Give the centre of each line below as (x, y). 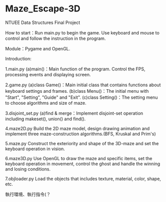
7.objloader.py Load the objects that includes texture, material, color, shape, (83, 179)
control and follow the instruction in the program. (55, 38)
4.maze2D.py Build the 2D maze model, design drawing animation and (77, 128)
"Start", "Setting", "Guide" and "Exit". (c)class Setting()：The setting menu (81, 97)
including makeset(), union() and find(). (45, 119)
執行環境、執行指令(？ (28, 194)
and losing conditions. (28, 169)
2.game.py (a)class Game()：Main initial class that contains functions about (83, 85)
